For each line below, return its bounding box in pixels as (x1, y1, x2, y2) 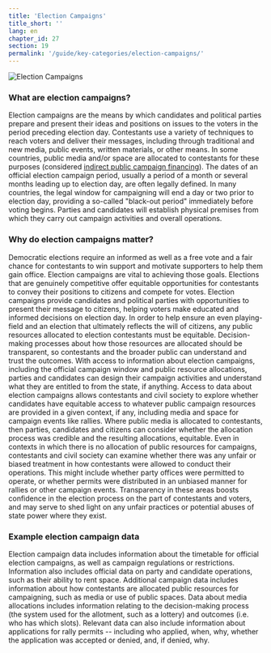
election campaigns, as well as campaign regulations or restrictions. (8, 557, 235, 567)
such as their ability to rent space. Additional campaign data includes (8, 574, 239, 584)
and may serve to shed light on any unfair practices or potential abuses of (8, 501, 255, 511)
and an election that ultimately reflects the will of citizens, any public (24, 321, 253, 331)
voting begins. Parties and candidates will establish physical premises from (8, 205, 259, 215)
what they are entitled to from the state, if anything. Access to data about (8, 382, 252, 391)
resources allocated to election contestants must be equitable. (8, 330, 217, 339)
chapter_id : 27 (8, 34, 60, 43)
